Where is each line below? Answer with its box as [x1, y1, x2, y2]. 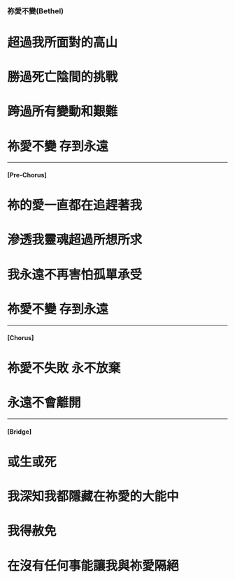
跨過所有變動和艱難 [7, 103, 118, 119]
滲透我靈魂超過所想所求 [7, 232, 143, 248]
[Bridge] [7, 427, 32, 436]
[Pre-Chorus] [7, 171, 47, 179]
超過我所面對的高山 [7, 35, 118, 50]
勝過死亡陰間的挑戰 [7, 69, 118, 85]
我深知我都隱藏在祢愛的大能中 [7, 489, 180, 504]
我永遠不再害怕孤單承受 [7, 267, 143, 282]
